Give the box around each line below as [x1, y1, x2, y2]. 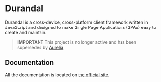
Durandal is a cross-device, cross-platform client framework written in [5, 19, 148, 25]
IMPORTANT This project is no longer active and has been [17, 39, 137, 45]
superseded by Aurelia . [17, 44, 65, 50]
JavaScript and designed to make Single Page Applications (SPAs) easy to [5, 24, 157, 30]
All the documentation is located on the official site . [5, 72, 110, 78]
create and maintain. [5, 29, 47, 35]
